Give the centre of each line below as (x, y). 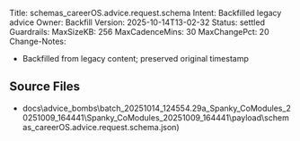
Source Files (45, 87)
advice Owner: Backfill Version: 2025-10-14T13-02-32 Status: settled (137, 22)
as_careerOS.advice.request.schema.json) (101, 127)
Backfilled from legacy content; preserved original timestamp (135, 58)
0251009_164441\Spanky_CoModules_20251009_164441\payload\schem (155, 117)
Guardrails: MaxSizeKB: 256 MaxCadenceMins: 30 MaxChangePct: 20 (139, 32)
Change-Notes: (38, 41)
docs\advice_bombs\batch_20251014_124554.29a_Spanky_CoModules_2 (157, 108)
